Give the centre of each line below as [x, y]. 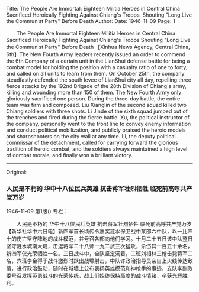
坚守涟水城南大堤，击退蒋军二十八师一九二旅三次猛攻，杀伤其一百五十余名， [99, 246]
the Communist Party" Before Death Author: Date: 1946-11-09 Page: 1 [91, 21]
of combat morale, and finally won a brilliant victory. [70, 155]
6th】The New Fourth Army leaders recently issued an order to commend [96, 54]
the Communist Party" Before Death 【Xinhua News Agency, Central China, [98, 47]
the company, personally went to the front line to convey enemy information [99, 124]
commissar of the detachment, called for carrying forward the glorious [92, 142]
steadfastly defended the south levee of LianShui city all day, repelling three [99, 80]
